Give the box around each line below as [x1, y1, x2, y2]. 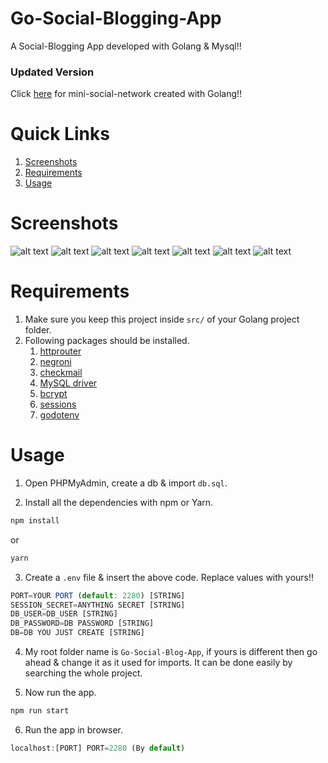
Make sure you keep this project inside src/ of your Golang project [24, 313, 300, 326]
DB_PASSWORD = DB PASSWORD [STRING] [10, 618, 155, 629]
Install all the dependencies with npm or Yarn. [24, 496, 214, 508]
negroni [39, 356, 72, 368]
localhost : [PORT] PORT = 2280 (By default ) [10, 743, 186, 753]
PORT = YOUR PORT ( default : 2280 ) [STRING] [10, 590, 186, 601]
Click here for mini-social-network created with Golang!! [10, 88, 243, 100]
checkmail [39, 367, 83, 379]
